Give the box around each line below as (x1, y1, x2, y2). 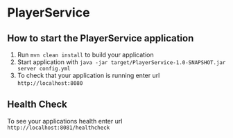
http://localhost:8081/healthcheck (7, 124, 110, 131)
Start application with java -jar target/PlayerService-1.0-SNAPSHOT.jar (17, 58, 226, 66)
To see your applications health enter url (7, 117, 123, 125)
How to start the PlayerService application (7, 32, 194, 44)
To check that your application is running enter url (17, 71, 160, 79)
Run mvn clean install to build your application (17, 50, 154, 59)
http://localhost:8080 (17, 80, 83, 87)
